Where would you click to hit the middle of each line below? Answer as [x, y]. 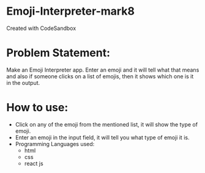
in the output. [23, 83]
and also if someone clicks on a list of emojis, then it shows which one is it [100, 76]
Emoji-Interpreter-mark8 [70, 11]
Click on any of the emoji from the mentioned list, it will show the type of [106, 124]
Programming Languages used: [55, 144]
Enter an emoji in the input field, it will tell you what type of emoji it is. [102, 137]
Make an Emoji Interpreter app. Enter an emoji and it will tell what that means [103, 70]
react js [34, 163]
